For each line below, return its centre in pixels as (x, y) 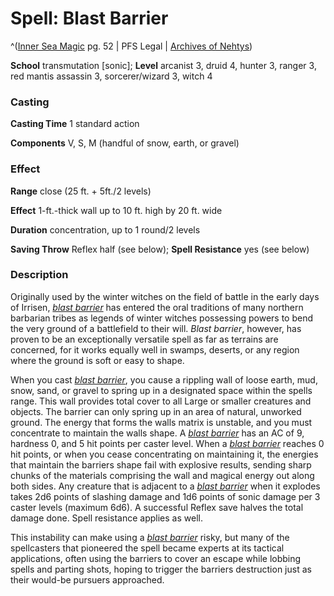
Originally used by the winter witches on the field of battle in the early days (165, 296)
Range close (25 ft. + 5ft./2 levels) (81, 191)
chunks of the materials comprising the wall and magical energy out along (162, 475)
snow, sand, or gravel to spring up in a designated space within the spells (161, 390)
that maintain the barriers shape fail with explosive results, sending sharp (161, 464)
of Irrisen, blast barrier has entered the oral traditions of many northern (157, 307)
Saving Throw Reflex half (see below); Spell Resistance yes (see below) (160, 249)
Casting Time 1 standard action (75, 124)
